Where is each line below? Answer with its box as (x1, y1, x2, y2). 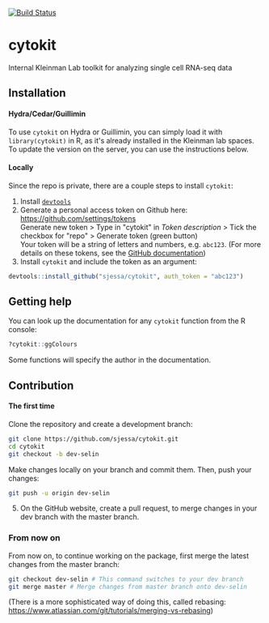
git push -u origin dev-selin (8, 489, 111, 497)
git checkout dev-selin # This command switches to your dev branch (8, 575, 244, 583)
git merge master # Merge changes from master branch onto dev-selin (8, 582, 248, 591)
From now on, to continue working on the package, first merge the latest (8, 551, 250, 561)
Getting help (8, 295, 72, 308)
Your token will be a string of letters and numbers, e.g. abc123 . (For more (19, 239, 261, 249)
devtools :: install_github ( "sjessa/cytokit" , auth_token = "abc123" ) (8, 272, 244, 280)
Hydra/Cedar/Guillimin (8, 109, 86, 118)
